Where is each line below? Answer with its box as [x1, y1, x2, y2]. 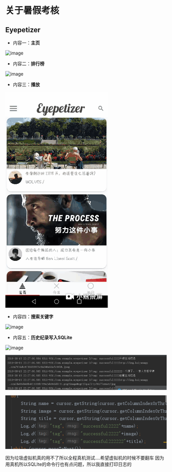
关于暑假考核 [5, 5, 60, 16]
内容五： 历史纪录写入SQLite [12, 334, 73, 341]
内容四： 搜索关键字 [12, 314, 54, 319]
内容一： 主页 [12, 40, 40, 46]
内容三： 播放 [12, 82, 40, 87]
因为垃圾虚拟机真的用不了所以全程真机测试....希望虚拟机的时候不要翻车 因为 [5, 455, 165, 461]
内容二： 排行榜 [12, 61, 45, 67]
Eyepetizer [5, 25, 41, 34]
